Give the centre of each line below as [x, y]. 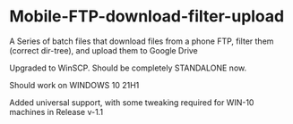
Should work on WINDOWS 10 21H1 [74, 85]
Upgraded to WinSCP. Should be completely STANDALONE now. [128, 68]
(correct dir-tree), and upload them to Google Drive [104, 50]
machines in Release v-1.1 [56, 112]
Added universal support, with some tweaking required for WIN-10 [132, 102]
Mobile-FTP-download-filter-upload [147, 17]
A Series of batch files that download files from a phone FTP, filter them [142, 41]
